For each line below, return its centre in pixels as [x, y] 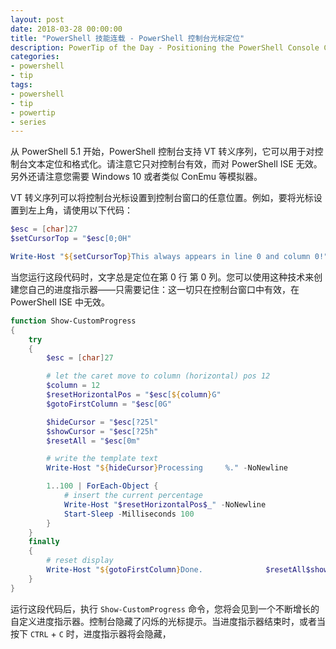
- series [28, 122]
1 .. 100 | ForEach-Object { [102, 486]
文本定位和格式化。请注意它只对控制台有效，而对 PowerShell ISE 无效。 [175, 164]
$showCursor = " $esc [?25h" [102, 431]
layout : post [37, 19]
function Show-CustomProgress [73, 321]
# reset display [80, 561]
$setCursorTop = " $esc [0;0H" [71, 239]
